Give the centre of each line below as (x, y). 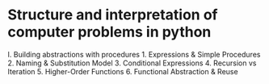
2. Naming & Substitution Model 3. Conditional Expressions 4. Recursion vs (132, 63)
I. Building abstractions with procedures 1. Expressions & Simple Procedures (134, 54)
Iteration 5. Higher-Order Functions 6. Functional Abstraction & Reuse (123, 71)
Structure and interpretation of (113, 15)
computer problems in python (109, 32)
